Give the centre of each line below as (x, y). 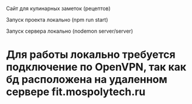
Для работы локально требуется (91, 55)
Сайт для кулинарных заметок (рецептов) (59, 8)
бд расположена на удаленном (87, 80)
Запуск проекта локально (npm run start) (57, 20)
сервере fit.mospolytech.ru (76, 92)
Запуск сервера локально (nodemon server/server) (70, 31)
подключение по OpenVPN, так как (96, 67)
